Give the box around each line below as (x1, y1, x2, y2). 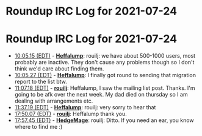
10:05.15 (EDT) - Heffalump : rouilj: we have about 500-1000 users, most (14, 52, 196, 59)
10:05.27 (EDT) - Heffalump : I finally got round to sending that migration (14, 72, 197, 79)
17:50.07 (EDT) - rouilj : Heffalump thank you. (14, 110, 127, 118)
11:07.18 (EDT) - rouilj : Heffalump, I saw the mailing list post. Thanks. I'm (14, 84, 195, 92)
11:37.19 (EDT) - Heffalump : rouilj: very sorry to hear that (14, 104, 156, 111)
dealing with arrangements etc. (14, 97, 93, 104)
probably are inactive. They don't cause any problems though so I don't (14, 59, 195, 66)
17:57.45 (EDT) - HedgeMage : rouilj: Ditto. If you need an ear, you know (14, 117, 194, 124)
